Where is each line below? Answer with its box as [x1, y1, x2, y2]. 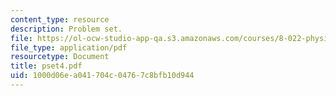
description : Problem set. [10, 24, 123, 34]
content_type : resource [10, 14, 110, 25]
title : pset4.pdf [10, 61, 83, 71]
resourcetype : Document [10, 52, 110, 62]
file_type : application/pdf [10, 42, 128, 53]
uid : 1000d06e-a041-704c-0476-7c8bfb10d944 [10, 71, 195, 81]
